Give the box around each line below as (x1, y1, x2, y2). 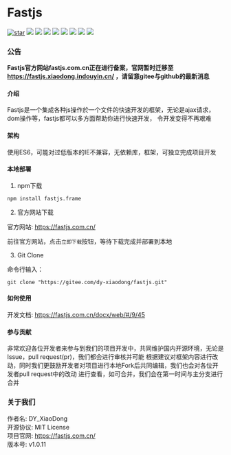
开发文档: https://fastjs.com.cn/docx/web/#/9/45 (7, 311, 146, 319)
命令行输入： (7, 265, 43, 273)
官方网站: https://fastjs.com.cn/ (7, 222, 96, 231)
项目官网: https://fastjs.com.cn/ (7, 431, 96, 440)
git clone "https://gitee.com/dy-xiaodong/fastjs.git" (7, 279, 168, 285)
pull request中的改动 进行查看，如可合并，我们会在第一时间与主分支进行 (19, 370, 223, 378)
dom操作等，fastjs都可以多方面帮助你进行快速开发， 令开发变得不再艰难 (7, 115, 212, 123)
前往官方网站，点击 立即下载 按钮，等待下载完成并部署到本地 (7, 237, 173, 245)
